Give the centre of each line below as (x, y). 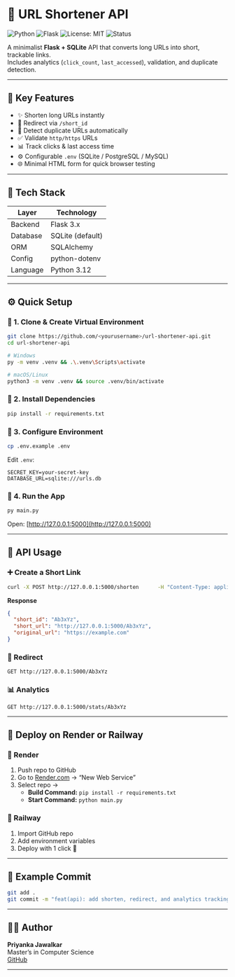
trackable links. (29, 55)
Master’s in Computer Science (51, 952)
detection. (22, 69)
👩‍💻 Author (30, 928)
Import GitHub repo (45, 833)
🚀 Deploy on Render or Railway (75, 735)
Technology (77, 212)
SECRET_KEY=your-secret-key (48, 472)
